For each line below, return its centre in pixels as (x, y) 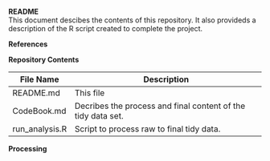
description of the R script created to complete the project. (106, 28)
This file (90, 93)
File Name (39, 79)
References (28, 44)
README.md (36, 93)
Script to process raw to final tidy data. (147, 129)
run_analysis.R (39, 129)
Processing (28, 149)
